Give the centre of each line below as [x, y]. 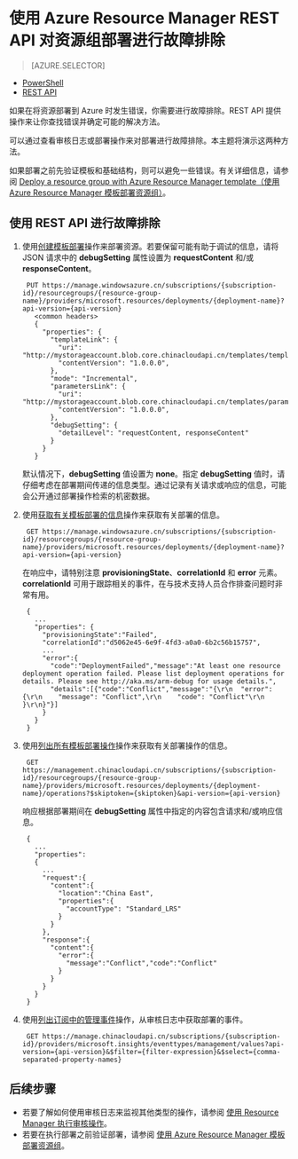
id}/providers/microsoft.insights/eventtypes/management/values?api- [153, 1044]
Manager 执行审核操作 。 [67, 1123]
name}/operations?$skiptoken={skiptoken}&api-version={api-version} [151, 793]
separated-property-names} [72, 1060]
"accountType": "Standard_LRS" [124, 909]
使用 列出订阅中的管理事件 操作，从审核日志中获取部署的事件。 [135, 1019]
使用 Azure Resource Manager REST [145, 18]
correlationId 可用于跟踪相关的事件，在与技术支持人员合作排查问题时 [148, 583]
